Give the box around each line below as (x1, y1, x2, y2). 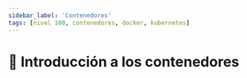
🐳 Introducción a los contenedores (8, 53, 240, 71)
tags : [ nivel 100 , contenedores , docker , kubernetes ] (8, 19, 191, 27)
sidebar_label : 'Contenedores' (8, 11, 112, 20)
